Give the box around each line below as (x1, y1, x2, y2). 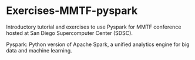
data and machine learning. (6, 47, 72, 54)
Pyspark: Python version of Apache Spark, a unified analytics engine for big (6, 41, 190, 48)
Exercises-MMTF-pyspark (6, 4, 138, 17)
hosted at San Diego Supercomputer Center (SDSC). (6, 29, 133, 36)
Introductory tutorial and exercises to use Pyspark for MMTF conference (6, 23, 181, 30)
